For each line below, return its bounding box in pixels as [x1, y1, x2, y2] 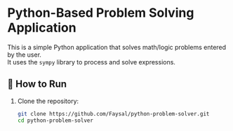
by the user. [7, 50, 42, 59]
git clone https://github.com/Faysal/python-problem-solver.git [17, 110, 210, 117]
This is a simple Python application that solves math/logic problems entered [7, 43, 227, 51]
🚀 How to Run [7, 78, 67, 90]
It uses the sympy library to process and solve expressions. [7, 57, 175, 66]
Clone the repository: [17, 97, 79, 105]
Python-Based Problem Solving [7, 5, 194, 21]
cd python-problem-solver [17, 117, 93, 124]
